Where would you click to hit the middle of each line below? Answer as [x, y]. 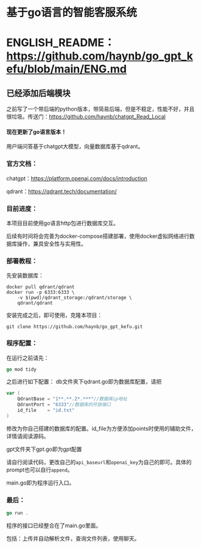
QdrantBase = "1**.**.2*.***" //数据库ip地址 [72, 399]
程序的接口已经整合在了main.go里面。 [54, 525]
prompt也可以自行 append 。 [40, 469]
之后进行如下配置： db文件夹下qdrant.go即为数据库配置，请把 [84, 382]
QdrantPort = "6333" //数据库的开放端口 [64, 405]
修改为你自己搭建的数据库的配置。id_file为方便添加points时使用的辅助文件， [101, 428]
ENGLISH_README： [61, 43]
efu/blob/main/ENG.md [66, 69]
